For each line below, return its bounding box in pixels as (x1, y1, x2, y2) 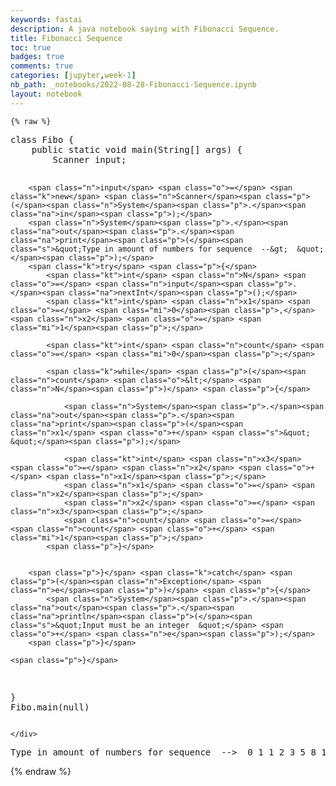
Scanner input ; (52, 154, 127, 165)
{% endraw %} (10, 765, 72, 777)
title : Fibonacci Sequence (10, 33, 123, 43)
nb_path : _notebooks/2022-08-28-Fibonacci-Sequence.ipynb (10, 80, 257, 90)
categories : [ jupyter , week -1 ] (10, 71, 137, 81)
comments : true (10, 61, 74, 71)
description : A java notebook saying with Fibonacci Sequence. (10, 24, 280, 34)
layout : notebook (10, 89, 83, 99)
